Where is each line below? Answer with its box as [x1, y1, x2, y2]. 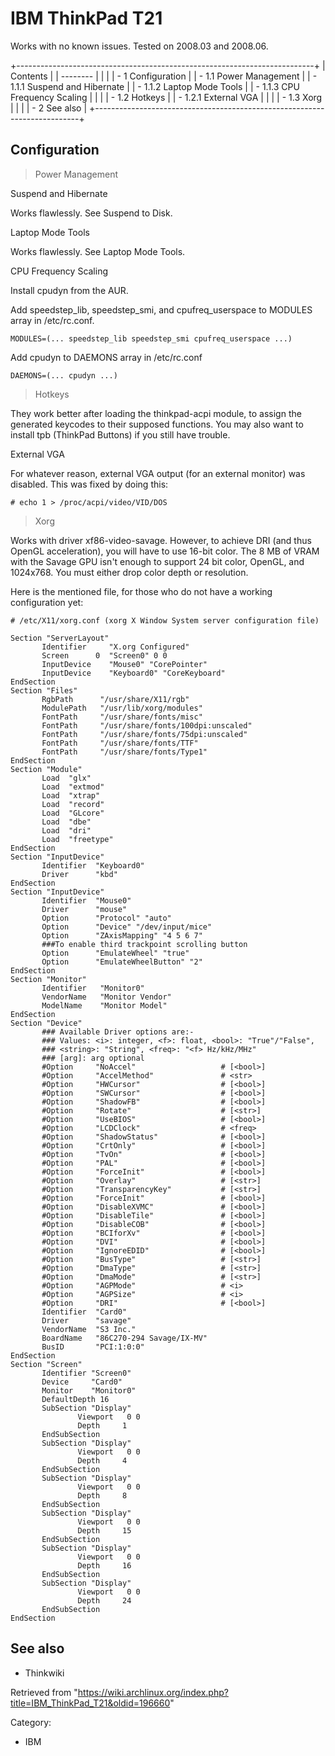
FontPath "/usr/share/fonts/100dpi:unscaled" [41, 720, 253, 731]
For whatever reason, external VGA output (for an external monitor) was [10, 467, 306, 479]
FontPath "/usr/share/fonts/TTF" [41, 738, 199, 748]
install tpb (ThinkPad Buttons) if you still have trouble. [10, 428, 231, 441]
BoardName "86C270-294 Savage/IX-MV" [41, 1333, 208, 1343]
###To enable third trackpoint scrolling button [41, 939, 248, 949]
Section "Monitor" [10, 974, 87, 984]
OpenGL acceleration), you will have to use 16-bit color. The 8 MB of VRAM [10, 545, 320, 557]
